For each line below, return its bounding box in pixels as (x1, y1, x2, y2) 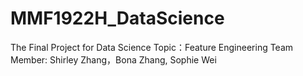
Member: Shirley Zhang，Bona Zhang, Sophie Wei (10, 53, 217, 66)
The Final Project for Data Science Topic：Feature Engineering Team (10, 41, 294, 53)
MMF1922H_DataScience (10, 7, 225, 30)
